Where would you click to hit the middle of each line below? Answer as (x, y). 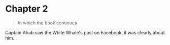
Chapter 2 (27, 9)
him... (11, 38)
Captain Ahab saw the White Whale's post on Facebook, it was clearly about (85, 32)
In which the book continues (47, 23)
